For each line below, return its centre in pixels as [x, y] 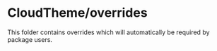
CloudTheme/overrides [77, 13]
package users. [30, 39]
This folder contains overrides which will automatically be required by [108, 32]
